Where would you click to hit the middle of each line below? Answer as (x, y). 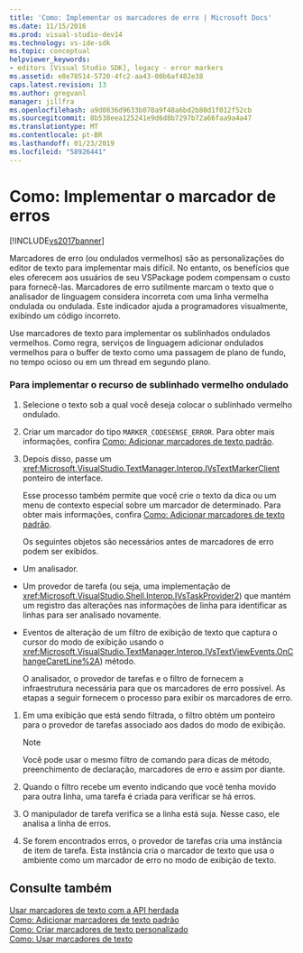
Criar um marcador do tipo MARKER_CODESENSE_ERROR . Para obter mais (148, 431)
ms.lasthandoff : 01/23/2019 (62, 143)
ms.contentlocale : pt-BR (56, 135)
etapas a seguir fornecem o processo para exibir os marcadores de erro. (157, 697)
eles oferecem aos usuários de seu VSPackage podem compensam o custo (150, 277)
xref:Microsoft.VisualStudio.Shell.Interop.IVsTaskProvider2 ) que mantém (156, 595)
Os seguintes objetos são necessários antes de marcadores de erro (148, 541)
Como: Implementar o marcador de (143, 196)
